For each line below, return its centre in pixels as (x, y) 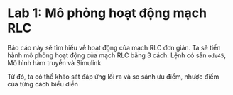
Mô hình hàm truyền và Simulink (54, 62)
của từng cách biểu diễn (43, 84)
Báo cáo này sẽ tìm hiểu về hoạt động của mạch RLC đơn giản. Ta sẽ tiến (114, 47)
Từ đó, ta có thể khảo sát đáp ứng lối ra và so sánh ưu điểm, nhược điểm (113, 77)
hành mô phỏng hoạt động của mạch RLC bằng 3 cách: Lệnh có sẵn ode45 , (116, 55)
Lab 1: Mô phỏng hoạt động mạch (107, 13)
